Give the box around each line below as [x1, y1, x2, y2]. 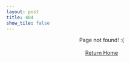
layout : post [6, 8, 39, 15]
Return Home [85, 49, 119, 57]
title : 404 [6, 14, 34, 20]
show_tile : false [6, 20, 50, 26]
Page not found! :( [79, 37, 125, 44]
